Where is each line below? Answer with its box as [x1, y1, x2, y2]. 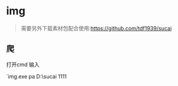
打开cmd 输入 [6, 61, 40, 68]
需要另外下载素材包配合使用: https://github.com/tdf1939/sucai [20, 24, 172, 32]
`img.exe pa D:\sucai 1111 [6, 73, 67, 80]
